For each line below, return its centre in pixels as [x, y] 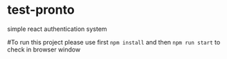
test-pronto [41, 10]
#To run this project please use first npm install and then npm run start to [114, 42]
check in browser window [44, 49]
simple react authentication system [57, 29]
